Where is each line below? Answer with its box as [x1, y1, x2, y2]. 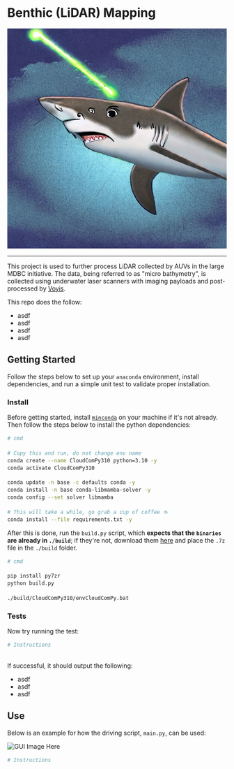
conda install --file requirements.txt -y [7, 515, 132, 523]
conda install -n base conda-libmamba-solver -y [7, 487, 151, 494]
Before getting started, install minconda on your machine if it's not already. [7, 413, 218, 422]
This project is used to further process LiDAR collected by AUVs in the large [7, 262, 224, 270]
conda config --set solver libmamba [7, 494, 114, 501]
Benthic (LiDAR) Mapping [7, 5, 156, 21]
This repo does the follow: [7, 298, 82, 306]
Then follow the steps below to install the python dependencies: [7, 420, 192, 429]
